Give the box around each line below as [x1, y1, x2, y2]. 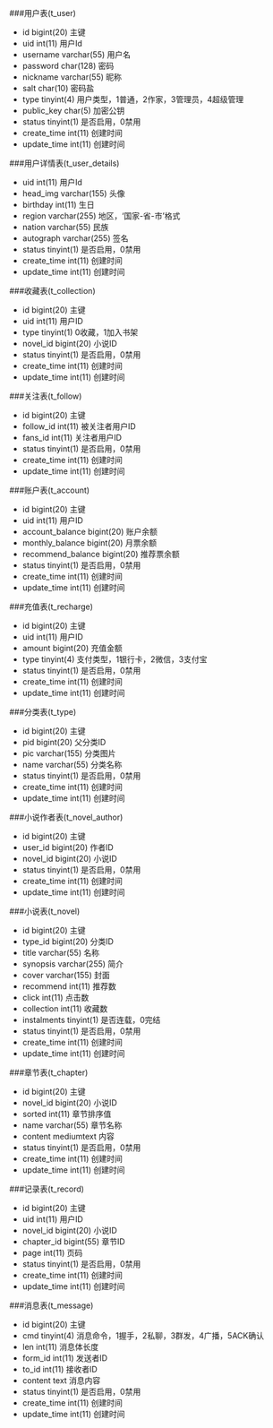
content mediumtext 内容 [21, 1131, 115, 1141]
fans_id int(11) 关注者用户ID [21, 433, 123, 443]
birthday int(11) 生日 [21, 200, 95, 210]
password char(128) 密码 [21, 61, 115, 71]
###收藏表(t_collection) [9, 286, 96, 296]
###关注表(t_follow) [9, 391, 82, 401]
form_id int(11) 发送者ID [21, 1353, 108, 1363]
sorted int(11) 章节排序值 [21, 1109, 112, 1119]
